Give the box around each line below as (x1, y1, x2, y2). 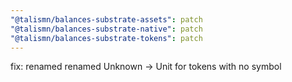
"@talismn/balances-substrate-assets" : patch (10, 14, 203, 25)
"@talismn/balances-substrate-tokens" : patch (10, 33, 203, 43)
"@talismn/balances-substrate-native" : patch (10, 24, 203, 34)
